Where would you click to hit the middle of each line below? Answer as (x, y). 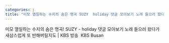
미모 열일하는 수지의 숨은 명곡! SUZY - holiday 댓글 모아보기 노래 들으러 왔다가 (82, 29)
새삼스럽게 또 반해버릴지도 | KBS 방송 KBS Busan (55, 35)
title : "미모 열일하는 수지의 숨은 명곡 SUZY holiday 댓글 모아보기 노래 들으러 (80, 14)
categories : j (20, 10)
